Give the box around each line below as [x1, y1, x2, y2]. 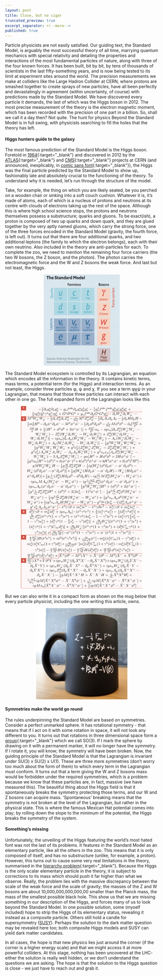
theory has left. [5, 125, 36, 131]
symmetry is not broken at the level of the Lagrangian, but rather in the [5, 799, 147, 805]
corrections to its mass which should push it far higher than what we [5, 873, 143, 879]
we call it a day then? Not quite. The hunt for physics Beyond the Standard [5, 115, 154, 121]
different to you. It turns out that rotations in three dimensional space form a [5, 732, 157, 738]
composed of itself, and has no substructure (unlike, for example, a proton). [5, 852, 157, 858]
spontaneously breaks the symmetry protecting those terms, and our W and [5, 789, 157, 795]
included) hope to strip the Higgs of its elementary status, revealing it [5, 909, 144, 915]
